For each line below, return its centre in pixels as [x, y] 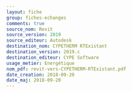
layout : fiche [24, 12]
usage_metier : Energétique [40, 63]
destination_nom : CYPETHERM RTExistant [57, 46]
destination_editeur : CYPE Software [53, 58]
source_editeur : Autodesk [39, 40]
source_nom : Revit [30, 29]
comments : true [26, 23]
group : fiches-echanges [36, 18]
